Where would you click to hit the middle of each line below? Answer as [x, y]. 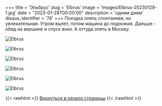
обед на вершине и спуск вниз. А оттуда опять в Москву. [67, 29]
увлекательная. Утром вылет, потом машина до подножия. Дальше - [81, 23]
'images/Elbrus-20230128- [129, 7]
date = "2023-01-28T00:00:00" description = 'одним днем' [80, 13]
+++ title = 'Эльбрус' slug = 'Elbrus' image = [52, 7]
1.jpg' [11, 13]
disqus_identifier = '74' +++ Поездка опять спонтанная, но [68, 18]
